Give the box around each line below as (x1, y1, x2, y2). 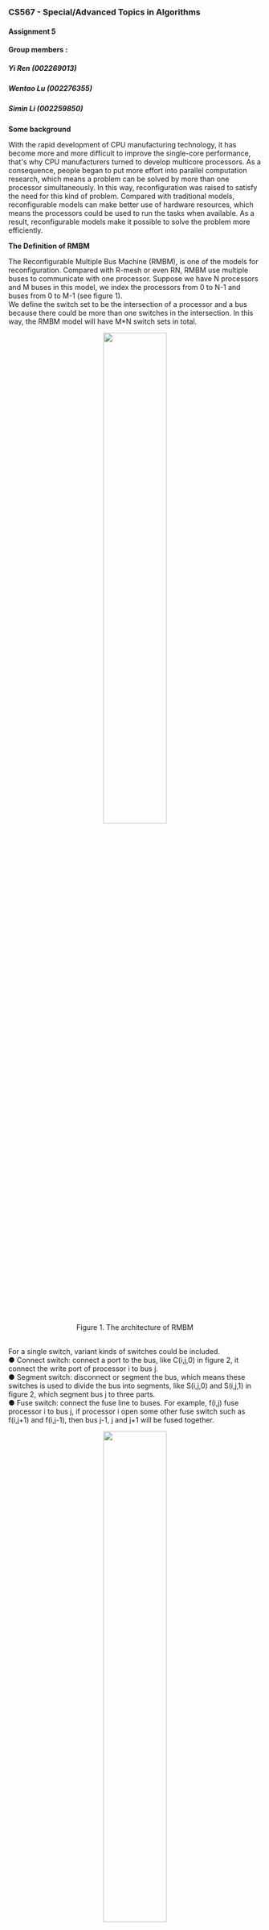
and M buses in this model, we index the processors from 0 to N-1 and (8, 282, 241, 292)
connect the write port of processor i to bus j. (8, 1364, 159, 1373)
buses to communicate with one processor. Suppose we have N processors (8, 273, 259, 284)
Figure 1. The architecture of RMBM (75, 1322, 194, 1332)
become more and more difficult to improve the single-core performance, (8, 148, 251, 158)
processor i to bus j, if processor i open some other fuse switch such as (8, 1406, 246, 1416)
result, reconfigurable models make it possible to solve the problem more (8, 217, 251, 226)
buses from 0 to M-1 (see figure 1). (8, 291, 123, 300)
